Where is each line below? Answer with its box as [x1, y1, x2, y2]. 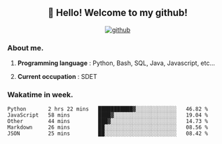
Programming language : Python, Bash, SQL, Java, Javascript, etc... [17, 59, 216, 67]
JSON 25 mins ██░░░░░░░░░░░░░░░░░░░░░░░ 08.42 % [7, 130, 209, 137]
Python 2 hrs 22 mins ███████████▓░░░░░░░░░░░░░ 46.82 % [7, 106, 209, 113]
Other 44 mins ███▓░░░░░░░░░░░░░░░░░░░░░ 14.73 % [7, 118, 209, 125]
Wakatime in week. [7, 90, 74, 100]
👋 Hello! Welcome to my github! [48, 7, 188, 19]
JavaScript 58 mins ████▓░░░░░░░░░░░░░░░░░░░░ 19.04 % [7, 112, 209, 119]
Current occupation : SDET [17, 73, 98, 81]
